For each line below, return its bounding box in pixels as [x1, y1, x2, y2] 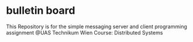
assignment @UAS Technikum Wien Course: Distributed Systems [6, 29, 163, 36]
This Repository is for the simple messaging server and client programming [6, 23, 187, 30]
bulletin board [6, 4, 75, 17]
